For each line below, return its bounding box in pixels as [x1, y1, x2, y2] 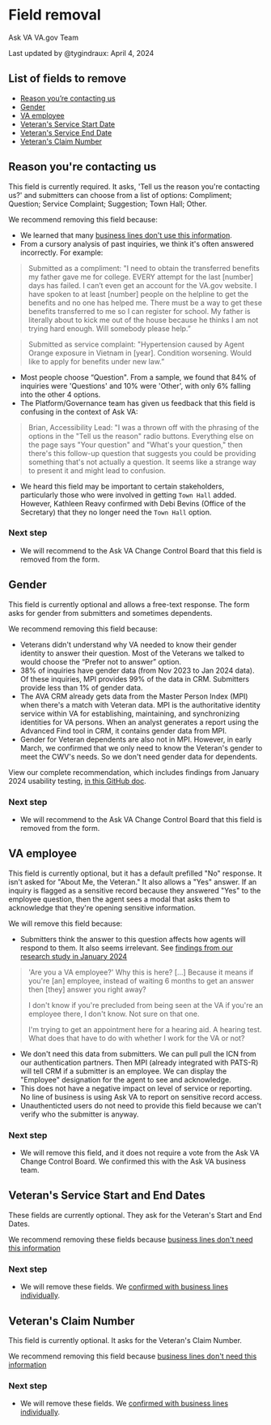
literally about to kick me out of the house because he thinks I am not [28, 315, 259, 325]
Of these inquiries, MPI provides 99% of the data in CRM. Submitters [19, 674, 249, 683]
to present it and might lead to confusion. [28, 465, 166, 476]
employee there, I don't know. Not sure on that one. [28, 1009, 200, 1018]
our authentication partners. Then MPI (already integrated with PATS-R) [19, 1057, 259, 1067]
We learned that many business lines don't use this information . [19, 230, 232, 240]
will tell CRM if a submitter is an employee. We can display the [19, 1066, 227, 1076]
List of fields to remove [8, 71, 127, 86]
